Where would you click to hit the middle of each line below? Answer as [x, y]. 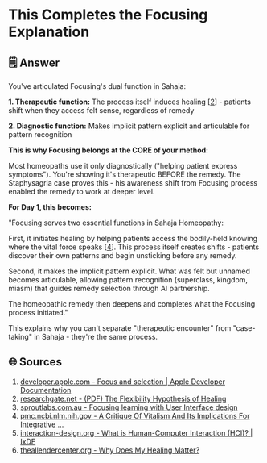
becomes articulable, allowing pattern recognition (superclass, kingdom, [128, 279]
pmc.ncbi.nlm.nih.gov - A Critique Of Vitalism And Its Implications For [135, 415]
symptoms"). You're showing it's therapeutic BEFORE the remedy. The [125, 174]
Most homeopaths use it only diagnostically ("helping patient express [123, 166]
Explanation [49, 32]
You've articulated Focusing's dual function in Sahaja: [97, 86]
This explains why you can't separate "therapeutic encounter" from [120, 328]
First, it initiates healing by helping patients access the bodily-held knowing [133, 238]
